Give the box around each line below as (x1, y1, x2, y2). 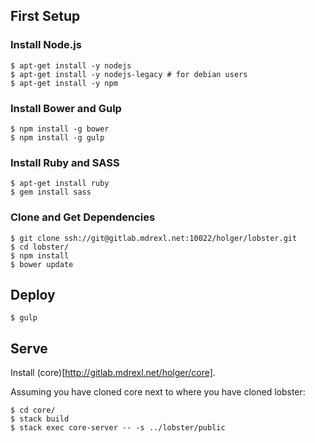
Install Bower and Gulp (10, 101, 122, 115)
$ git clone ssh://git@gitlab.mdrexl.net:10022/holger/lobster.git (10, 233, 298, 243)
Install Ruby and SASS (10, 155, 120, 169)
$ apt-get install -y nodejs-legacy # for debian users (10, 69, 248, 79)
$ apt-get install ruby (10, 179, 110, 189)
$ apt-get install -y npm (10, 78, 118, 88)
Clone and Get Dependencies (10, 210, 156, 224)
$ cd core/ (10, 405, 56, 416)
